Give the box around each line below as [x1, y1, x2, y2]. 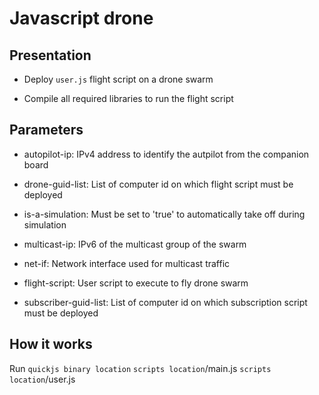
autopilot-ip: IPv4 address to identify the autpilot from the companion [23, 148, 310, 160]
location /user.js [9, 373, 76, 385]
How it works [9, 336, 93, 353]
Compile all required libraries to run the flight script [23, 93, 234, 104]
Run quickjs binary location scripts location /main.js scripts [9, 362, 272, 374]
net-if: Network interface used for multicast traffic [23, 257, 231, 269]
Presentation [9, 47, 92, 64]
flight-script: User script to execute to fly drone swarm [23, 277, 249, 289]
